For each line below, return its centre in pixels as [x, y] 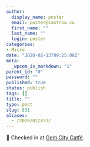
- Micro [16, 50]
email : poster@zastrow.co [43, 22]
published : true [26, 83]
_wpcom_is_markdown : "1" [42, 66]
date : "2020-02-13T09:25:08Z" [43, 55]
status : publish [26, 88]
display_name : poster [38, 17]
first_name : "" [30, 28]
